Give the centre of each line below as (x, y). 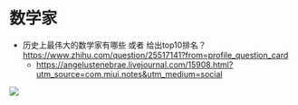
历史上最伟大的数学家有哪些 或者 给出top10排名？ (114, 45)
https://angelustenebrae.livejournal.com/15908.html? (135, 65)
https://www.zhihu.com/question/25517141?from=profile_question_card (155, 55)
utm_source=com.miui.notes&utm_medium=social (129, 74)
